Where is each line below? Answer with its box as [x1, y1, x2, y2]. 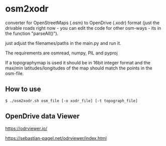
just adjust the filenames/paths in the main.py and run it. [5, 40, 121, 46]
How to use [5, 85, 41, 94]
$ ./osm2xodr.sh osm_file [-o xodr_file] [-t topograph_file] [5, 98, 138, 103]
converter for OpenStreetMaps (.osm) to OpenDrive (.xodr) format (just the [5, 20, 159, 26]
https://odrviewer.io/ [5, 125, 48, 131]
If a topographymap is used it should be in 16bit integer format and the [5, 59, 150, 65]
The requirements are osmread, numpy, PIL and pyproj [5, 50, 118, 56]
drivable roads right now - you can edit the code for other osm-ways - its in [5, 25, 161, 31]
